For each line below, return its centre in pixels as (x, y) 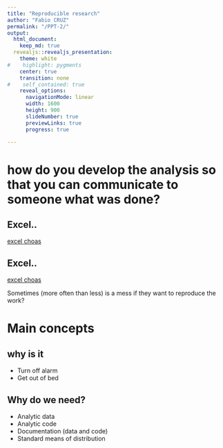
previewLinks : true (53, 123)
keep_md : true (40, 46)
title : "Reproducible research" (54, 14)
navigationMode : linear (60, 98)
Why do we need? (47, 400)
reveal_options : (43, 91)
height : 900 (42, 110)
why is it (25, 354)
